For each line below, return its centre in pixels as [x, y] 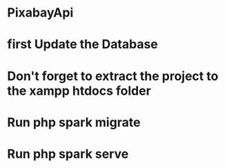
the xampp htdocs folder [79, 91]
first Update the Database [83, 45]
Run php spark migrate [74, 122]
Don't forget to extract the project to [113, 76]
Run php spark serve [68, 154]
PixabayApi [40, 13]
